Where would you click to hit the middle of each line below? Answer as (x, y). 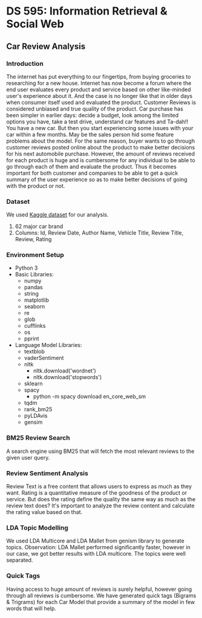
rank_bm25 (38, 409)
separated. (20, 560)
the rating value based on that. (44, 512)
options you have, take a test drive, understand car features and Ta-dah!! (97, 122)
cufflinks (35, 326)
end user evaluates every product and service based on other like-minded (99, 89)
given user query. (28, 457)
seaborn (34, 307)
